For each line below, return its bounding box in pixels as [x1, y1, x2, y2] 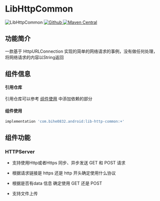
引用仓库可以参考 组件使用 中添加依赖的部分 [5, 96, 93, 102]
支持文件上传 [12, 191, 38, 197]
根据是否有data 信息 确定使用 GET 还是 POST [12, 180, 102, 187]
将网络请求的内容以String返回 [5, 54, 64, 60]
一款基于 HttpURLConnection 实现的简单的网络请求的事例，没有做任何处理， [5, 48, 158, 54]
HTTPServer [5, 148, 35, 155]
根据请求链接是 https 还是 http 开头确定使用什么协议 [12, 170, 116, 176]
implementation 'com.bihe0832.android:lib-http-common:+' [5, 119, 125, 124]
